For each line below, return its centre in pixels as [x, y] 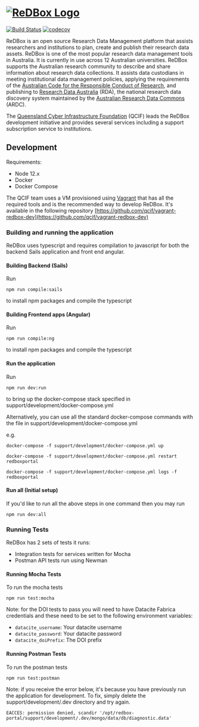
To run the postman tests [37, 667]
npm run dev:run [26, 388]
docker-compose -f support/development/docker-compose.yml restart [92, 456]
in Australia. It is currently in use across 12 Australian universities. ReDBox [97, 60]
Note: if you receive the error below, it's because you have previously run [96, 689]
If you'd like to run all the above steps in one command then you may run [96, 503]
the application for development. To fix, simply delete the [76, 695]
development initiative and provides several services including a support [95, 122]
